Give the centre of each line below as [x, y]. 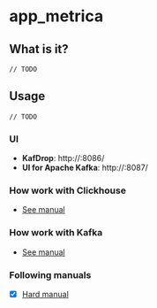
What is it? [39, 49]
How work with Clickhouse [67, 190]
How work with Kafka [56, 233]
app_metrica [56, 16]
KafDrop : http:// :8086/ [63, 158]
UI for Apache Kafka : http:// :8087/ [85, 168]
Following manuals [50, 274]
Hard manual [45, 294]
